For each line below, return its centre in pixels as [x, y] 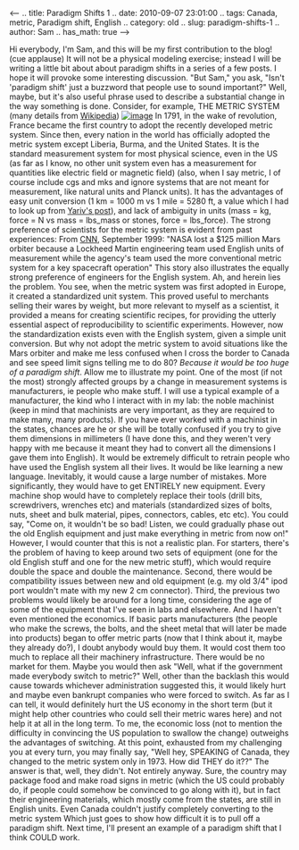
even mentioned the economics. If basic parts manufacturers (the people [144, 619]
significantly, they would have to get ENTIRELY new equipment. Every [137, 486]
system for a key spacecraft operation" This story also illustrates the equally [149, 268]
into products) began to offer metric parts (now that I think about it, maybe [146, 638]
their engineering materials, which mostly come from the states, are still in [145, 800]
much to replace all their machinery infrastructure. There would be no [137, 657]
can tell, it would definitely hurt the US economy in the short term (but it [141, 704]
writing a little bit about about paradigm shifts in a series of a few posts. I [143, 68]
